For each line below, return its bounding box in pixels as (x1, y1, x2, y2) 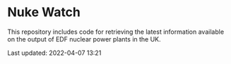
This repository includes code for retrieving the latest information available (7, 27, 225, 36)
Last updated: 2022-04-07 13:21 (7, 49, 102, 57)
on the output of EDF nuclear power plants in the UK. (7, 34, 161, 43)
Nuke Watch (7, 4, 81, 20)
